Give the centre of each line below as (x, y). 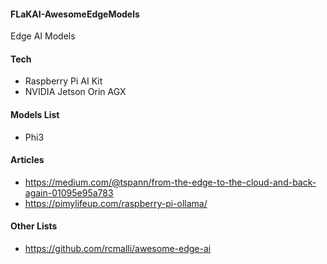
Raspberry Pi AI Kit (63, 81)
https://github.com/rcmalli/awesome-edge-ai (118, 249)
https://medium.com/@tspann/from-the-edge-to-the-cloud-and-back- (170, 182)
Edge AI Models (43, 36)
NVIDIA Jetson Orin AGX (75, 92)
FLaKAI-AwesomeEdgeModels (75, 14)
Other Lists (34, 226)
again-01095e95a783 (69, 192)
